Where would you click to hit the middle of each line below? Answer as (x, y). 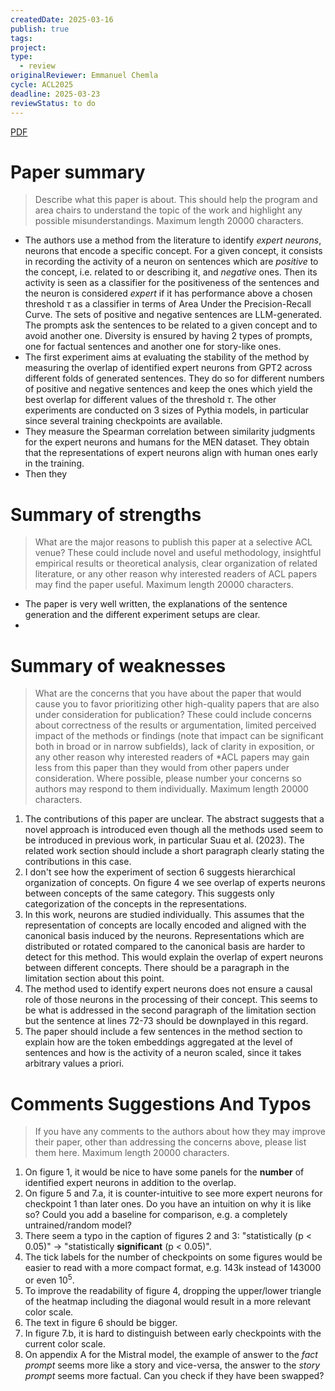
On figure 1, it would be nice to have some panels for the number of (164, 1172)
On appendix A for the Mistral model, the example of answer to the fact (171, 1354)
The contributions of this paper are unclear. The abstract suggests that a (174, 819)
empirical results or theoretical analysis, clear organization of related (176, 563)
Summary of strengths (106, 514)
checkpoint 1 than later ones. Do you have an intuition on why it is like (168, 1204)
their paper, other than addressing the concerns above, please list (170, 1142)
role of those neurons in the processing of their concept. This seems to (171, 1000)
